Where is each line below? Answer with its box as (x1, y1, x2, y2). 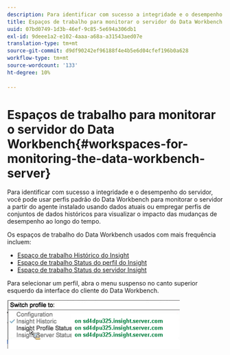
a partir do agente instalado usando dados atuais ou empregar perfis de (7, 203, 211, 211)
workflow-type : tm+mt (7, 55, 69, 62)
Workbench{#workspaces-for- (7, 136, 189, 151)
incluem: (7, 238, 32, 246)
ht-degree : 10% (7, 69, 51, 76)
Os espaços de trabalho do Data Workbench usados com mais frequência (7, 230, 216, 239)
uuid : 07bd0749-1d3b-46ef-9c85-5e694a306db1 (7, 25, 137, 32)
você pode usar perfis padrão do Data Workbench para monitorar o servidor (7, 195, 223, 204)
